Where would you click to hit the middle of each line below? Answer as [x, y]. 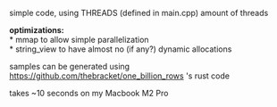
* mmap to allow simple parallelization [79, 40]
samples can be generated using [70, 66]
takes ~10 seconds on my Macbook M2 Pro [89, 93]
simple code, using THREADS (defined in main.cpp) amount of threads [139, 13]
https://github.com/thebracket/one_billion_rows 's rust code [120, 76]
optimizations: [37, 30]
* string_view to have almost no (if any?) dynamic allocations [121, 49]
